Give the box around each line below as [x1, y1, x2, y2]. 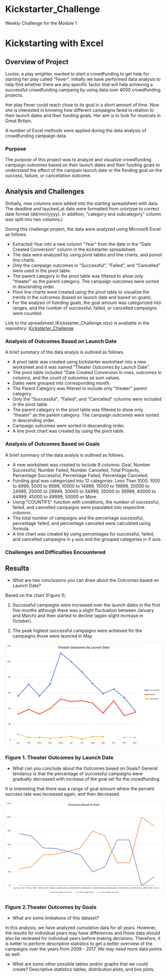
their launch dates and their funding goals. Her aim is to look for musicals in [5, 112, 161, 118]
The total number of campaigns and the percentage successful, [12, 515, 144, 521]
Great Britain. [5, 118, 32, 124]
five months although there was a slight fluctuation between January [12, 607, 154, 613]
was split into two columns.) [5, 216, 63, 222]
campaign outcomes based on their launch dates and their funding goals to [5, 162, 160, 168]
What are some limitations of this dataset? [12, 915, 99, 921]
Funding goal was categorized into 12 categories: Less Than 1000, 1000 [12, 477, 160, 484]
